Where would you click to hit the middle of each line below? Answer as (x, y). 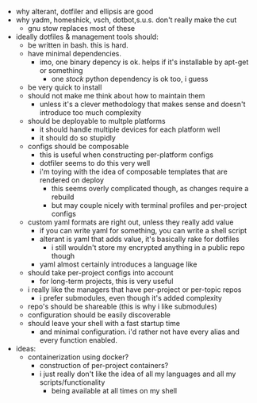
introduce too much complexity (90, 113)
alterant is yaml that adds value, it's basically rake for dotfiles (139, 239)
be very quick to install (65, 87)
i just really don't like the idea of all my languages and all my (138, 374)
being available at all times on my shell (114, 391)
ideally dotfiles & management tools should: (87, 36)
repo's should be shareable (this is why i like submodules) (122, 306)
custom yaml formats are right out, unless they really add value (130, 222)
